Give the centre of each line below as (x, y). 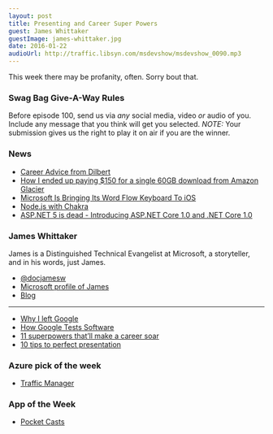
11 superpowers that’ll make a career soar (90, 336)
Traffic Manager (47, 384)
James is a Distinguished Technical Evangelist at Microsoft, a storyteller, (129, 254)
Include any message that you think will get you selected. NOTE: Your (125, 124)
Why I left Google (49, 319)
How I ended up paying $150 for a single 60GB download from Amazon (139, 180)
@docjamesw (43, 278)
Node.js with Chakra (54, 206)
